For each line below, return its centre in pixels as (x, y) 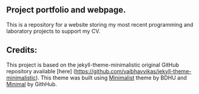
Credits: (22, 50)
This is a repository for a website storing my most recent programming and (100, 24)
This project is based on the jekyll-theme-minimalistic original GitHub (93, 65)
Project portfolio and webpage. (66, 10)
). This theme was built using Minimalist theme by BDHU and (111, 78)
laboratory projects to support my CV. (53, 31)
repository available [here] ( (41, 71)
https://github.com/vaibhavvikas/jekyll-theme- (133, 71)
